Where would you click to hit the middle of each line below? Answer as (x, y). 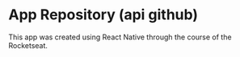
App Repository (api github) (103, 15)
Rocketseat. (28, 45)
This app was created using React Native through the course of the (120, 37)
